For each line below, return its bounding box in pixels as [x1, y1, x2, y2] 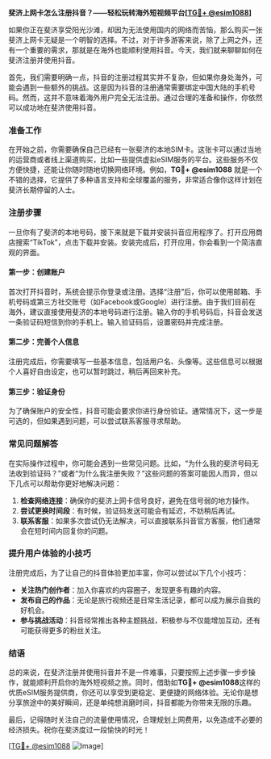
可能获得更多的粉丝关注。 [19, 625, 106, 635]
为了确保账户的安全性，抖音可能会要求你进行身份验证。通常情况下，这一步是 [8, 406, 263, 416]
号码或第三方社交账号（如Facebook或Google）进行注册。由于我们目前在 [15, 296, 256, 306]
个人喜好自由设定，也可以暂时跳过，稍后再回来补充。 [8, 367, 186, 376]
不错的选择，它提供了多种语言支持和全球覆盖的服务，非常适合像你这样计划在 [8, 175, 263, 185]
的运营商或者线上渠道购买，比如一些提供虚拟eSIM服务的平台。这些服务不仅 [8, 155, 259, 165]
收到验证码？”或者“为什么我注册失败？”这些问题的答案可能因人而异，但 [15, 468, 252, 478]
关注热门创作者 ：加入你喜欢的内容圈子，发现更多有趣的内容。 [19, 585, 226, 594]
